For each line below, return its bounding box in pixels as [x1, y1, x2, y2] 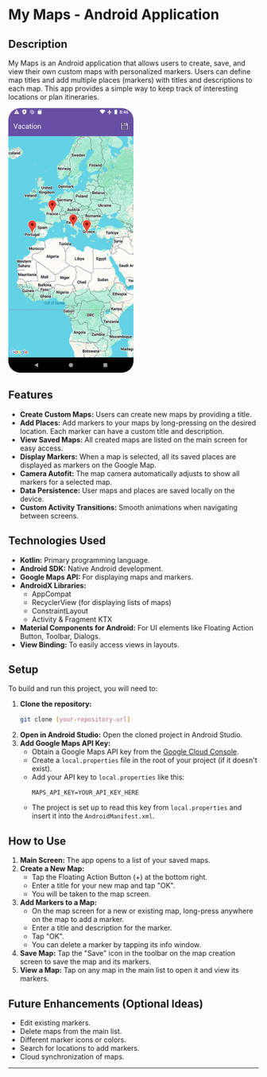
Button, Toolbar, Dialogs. [19, 631, 101, 641]
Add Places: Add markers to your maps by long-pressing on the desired [19, 418, 257, 427]
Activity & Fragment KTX [31, 615, 113, 624]
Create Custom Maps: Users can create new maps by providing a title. [19, 409, 252, 419]
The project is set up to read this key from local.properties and [31, 802, 242, 813]
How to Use [8, 834, 67, 848]
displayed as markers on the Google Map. [19, 460, 157, 470]
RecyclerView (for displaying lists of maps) [31, 597, 172, 607]
